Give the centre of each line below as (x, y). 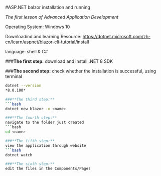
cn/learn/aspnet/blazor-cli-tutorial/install (47, 42)
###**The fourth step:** (31, 118)
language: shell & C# (27, 52)
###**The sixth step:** (30, 164)
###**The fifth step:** (30, 141)
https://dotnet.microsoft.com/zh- (117, 36)
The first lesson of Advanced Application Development (62, 17)
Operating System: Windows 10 (38, 27)
